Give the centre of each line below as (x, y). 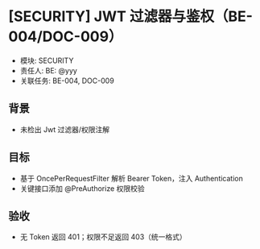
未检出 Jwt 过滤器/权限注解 (65, 129)
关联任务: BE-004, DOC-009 (67, 81)
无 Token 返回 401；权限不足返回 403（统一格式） (103, 237)
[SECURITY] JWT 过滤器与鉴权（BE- (131, 17)
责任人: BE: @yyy (49, 70)
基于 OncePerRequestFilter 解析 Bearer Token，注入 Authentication (131, 178)
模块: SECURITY (47, 60)
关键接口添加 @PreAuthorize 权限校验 (82, 188)
